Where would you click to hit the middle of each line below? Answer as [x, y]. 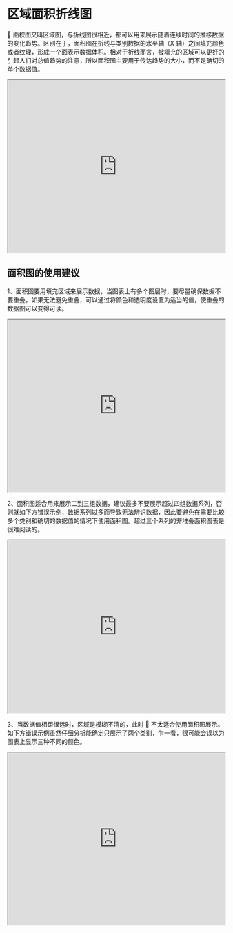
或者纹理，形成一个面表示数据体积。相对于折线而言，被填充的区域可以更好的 [116, 52]
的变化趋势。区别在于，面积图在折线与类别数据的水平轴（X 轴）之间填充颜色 [116, 43]
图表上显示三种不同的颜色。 [47, 741]
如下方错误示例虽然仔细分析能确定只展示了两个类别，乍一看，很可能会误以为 [116, 733]
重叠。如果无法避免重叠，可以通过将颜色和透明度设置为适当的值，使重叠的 [119, 299]
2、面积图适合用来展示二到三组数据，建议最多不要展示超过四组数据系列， [112, 503]
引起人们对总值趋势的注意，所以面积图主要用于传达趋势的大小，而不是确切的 [116, 60]
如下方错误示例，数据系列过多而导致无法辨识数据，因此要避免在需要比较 [122, 512]
